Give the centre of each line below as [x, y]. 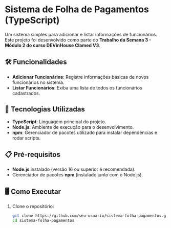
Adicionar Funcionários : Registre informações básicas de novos [80, 77]
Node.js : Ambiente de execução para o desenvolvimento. [73, 127]
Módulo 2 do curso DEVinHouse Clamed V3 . [53, 45]
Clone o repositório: [33, 207]
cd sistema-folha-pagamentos [43, 221]
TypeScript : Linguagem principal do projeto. [59, 122]
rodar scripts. [26, 138]
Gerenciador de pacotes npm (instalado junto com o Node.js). [78, 175]
